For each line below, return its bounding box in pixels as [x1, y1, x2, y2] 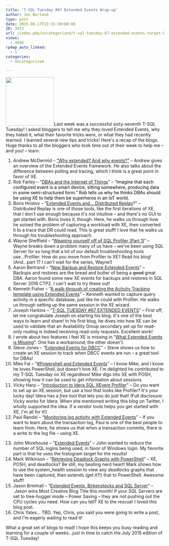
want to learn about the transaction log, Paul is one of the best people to [13, 420, 162, 426]
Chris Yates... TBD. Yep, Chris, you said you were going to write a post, [13, 509, 159, 516]
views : [6, 36, 20, 41]
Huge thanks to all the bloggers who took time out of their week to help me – [6, 142, 164, 148]
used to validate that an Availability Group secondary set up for [13, 323, 143, 330]
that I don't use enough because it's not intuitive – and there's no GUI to [13, 211, 162, 217]
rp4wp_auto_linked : [6, 45, 47, 50]
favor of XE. [13, 174, 38, 180]
